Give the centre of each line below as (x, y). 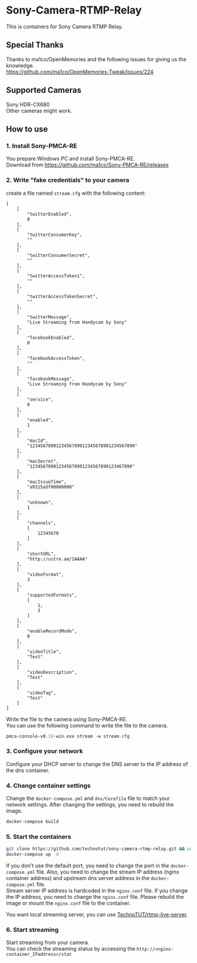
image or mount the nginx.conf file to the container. (68, 903)
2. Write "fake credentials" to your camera (68, 180)
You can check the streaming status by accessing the (71, 949)
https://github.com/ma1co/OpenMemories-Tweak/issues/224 (80, 72)
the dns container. (28, 770)
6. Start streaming (32, 929)
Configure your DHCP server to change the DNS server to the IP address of (97, 764)
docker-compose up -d (33, 854)
